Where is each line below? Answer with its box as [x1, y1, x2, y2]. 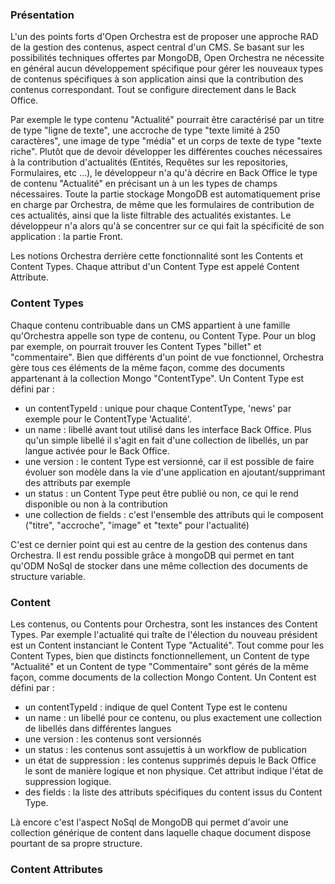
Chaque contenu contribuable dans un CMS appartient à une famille [10, 319, 291, 331]
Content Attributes [10, 862, 103, 876]
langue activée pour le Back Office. [24, 444, 170, 457]
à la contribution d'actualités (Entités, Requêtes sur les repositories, [10, 156, 289, 168]
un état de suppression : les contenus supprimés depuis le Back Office [24, 754, 317, 766]
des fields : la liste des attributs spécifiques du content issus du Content [24, 786, 323, 798]
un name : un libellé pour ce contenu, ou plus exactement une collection [24, 711, 322, 723]
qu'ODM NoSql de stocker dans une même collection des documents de [10, 559, 308, 572]
